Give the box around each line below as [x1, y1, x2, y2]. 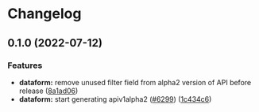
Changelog [7, 5, 82, 23]
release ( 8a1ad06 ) [18, 86, 79, 95]
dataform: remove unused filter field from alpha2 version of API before [18, 77, 252, 87]
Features [7, 60, 43, 71]
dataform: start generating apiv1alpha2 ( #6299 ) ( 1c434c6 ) [18, 94, 212, 103]
